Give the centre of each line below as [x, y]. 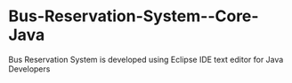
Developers [29, 69]
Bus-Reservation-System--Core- [134, 16]
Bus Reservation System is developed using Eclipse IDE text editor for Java [146, 59]
